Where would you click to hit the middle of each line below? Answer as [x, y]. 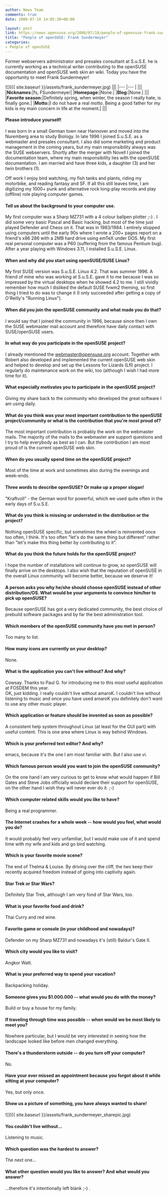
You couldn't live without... [34, 1126]
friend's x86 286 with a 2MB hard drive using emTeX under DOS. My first [80, 238]
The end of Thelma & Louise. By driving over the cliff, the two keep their [79, 867]
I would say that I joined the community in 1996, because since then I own [81, 321]
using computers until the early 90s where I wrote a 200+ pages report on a [83, 233]
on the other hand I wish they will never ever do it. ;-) [59, 788]
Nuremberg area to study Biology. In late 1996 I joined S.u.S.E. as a [74, 136]
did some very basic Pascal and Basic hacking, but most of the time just [79, 222]
